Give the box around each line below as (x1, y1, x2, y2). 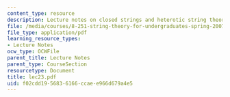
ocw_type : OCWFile (7, 48, 60, 55)
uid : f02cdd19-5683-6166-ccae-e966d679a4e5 (7, 80, 133, 87)
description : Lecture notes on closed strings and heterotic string (7, 16, 207, 23)
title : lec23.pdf (7, 73, 57, 81)
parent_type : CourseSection (7, 61, 88, 68)
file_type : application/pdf (7, 29, 88, 36)
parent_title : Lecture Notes (7, 55, 90, 61)
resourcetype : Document (7, 67, 75, 74)
